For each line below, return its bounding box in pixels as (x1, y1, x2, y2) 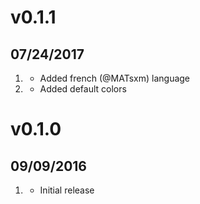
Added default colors (39, 83, 127, 95)
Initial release (39, 184, 95, 196)
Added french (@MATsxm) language (39, 72, 191, 84)
